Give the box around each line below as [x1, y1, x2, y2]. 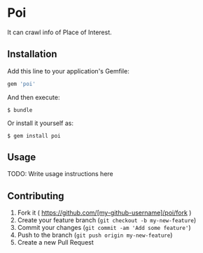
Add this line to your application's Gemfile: [7, 66, 129, 75]
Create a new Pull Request [17, 238, 94, 247]
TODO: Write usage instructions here [7, 170, 113, 178]
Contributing [7, 190, 64, 202]
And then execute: [7, 93, 60, 101]
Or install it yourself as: [7, 119, 73, 127]
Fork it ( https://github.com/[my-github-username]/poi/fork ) [17, 208, 192, 217]
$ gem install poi [7, 132, 61, 139]
